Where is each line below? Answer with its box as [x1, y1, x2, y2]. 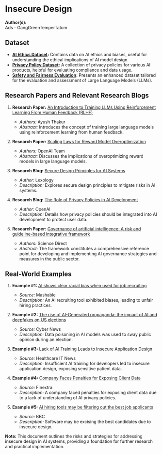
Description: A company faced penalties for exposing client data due [19, 389, 157, 396]
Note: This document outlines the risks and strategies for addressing [5, 433, 143, 439]
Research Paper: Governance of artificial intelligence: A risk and [12, 226, 141, 231]
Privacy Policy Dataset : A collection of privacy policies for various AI [12, 62, 151, 67]
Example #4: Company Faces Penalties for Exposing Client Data [12, 375, 141, 381]
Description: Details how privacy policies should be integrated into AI [19, 211, 157, 217]
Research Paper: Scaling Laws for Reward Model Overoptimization [12, 138, 146, 144]
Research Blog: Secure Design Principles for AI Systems [12, 167, 125, 173]
